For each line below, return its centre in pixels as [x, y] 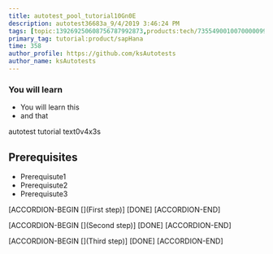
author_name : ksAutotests [52, 62]
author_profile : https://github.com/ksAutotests [92, 54]
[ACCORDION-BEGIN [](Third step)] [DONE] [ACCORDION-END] [116, 241]
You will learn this [50, 107]
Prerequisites [43, 157]
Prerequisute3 [44, 194]
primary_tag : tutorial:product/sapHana [76, 39]
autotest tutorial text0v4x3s [55, 131]
